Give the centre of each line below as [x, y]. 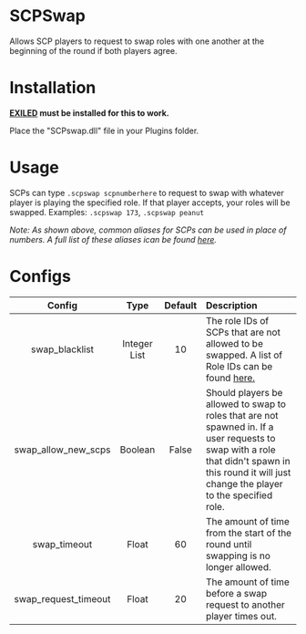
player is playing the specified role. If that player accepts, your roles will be [150, 203]
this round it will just [248, 473]
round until [229, 544]
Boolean [138, 450]
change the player [245, 483]
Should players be [244, 392]
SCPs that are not [243, 332]
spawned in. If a [240, 427]
